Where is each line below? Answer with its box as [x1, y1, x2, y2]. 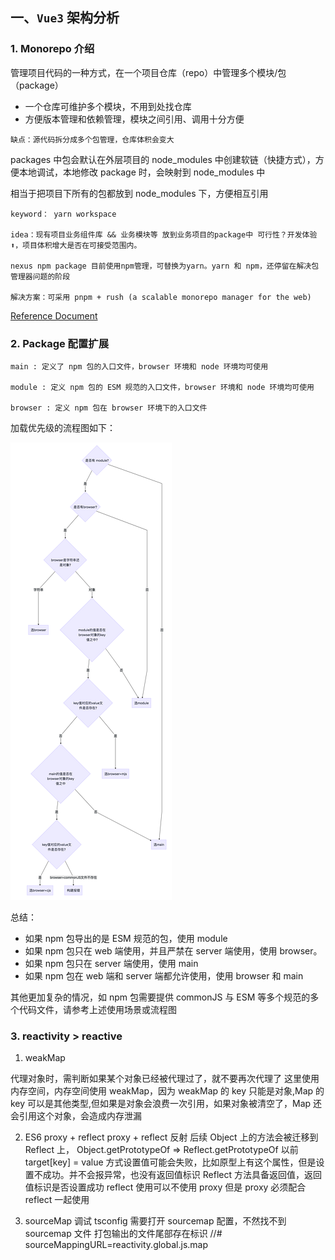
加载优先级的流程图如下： [10, 421, 116, 433]
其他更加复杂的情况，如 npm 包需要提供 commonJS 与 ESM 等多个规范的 [10, 991, 311, 1003]
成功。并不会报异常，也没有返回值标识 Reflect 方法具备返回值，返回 [42, 1169, 322, 1181]
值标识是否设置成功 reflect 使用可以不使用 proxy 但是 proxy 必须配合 [24, 1181, 307, 1193]
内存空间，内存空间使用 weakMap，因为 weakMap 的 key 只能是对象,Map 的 [10, 1085, 325, 1097]
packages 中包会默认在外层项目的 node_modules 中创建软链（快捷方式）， [10, 153, 316, 165]
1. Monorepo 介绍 [10, 42, 95, 56]
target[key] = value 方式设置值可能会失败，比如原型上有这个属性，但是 [24, 1156, 317, 1168]
